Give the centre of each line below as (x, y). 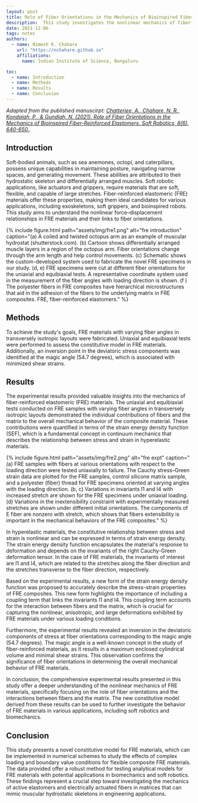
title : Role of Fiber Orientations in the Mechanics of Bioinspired (92, 17)
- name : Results (31, 88)
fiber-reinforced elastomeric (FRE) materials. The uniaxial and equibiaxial (95, 402)
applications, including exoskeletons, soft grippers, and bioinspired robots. (97, 206)
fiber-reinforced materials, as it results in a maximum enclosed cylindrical (95, 649)
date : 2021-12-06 (27, 28)
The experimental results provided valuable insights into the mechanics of (96, 396)
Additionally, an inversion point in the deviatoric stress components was (93, 351)
